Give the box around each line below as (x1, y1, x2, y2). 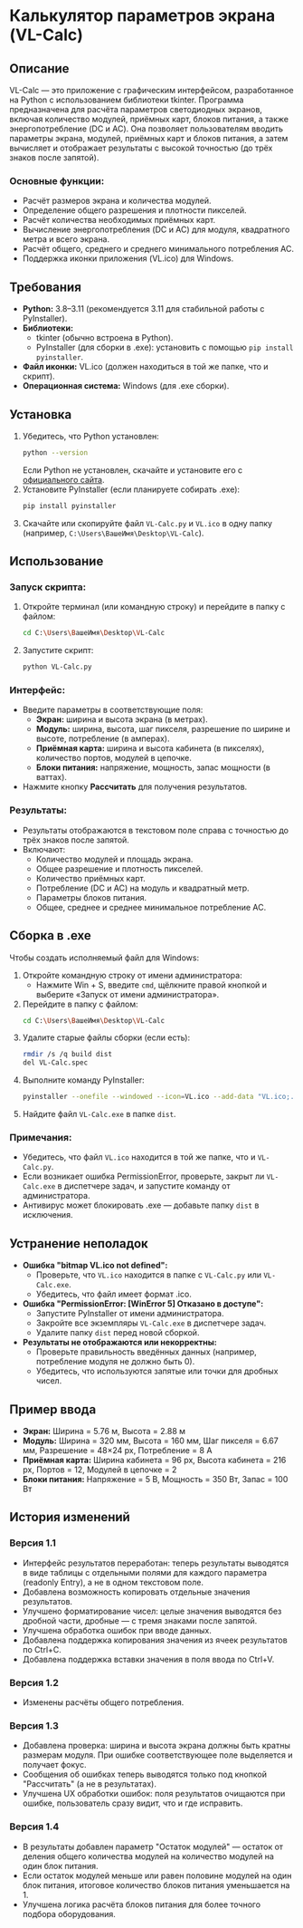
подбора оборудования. (22, 1908, 116, 1919)
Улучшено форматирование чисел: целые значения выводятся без (22, 1605, 282, 1616)
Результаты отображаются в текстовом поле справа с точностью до (22, 824, 289, 835)
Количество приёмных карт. (35, 872, 147, 883)
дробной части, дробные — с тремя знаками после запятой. (22, 1615, 258, 1626)
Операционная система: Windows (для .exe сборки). (22, 381, 230, 391)
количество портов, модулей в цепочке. (35, 753, 192, 764)
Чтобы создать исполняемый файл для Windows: (9, 952, 200, 963)
